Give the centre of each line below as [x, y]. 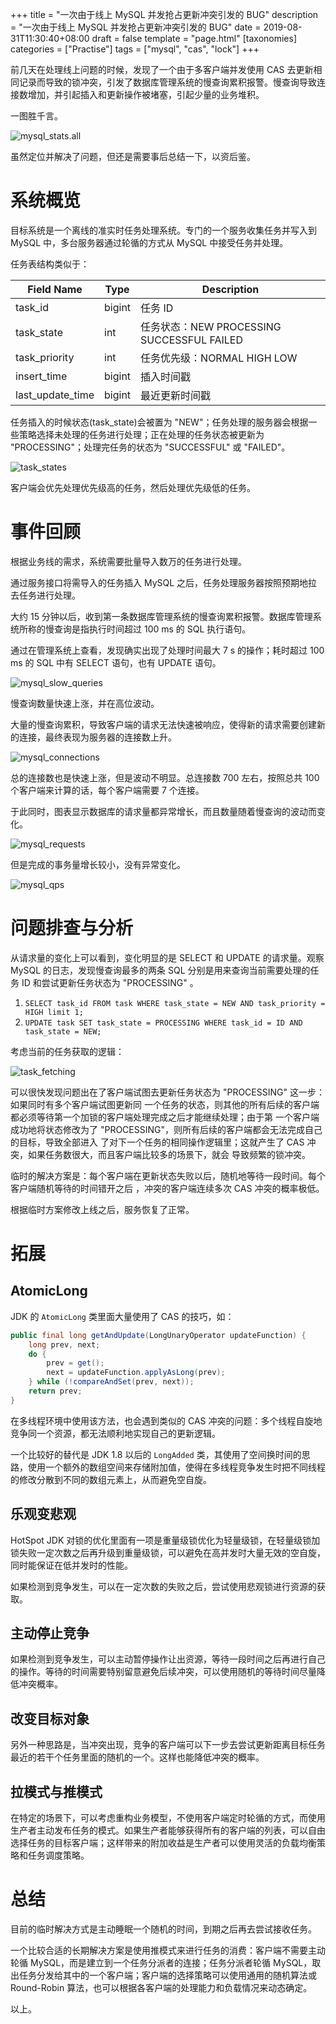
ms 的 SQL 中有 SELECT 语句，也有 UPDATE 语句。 [116, 662]
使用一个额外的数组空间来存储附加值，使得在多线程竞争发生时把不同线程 [176, 1467]
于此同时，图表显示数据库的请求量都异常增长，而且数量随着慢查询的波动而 [163, 811]
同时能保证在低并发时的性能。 [71, 1565]
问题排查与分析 [72, 928]
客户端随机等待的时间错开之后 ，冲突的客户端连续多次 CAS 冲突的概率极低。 [167, 1188]
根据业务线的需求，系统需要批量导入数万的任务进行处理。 [128, 561]
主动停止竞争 [50, 1633]
